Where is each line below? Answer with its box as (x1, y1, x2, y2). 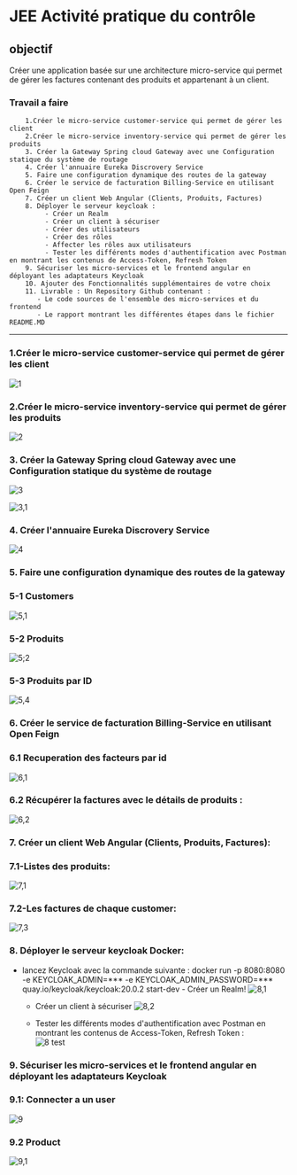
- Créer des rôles (44, 233, 113, 242)
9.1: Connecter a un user (9, 1093, 116, 1106)
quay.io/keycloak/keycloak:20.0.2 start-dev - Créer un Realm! (21, 984, 247, 994)
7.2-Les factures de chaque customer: (9, 902, 177, 914)
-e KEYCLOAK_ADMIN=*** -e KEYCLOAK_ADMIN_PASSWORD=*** (21, 974, 274, 984)
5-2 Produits (9, 632, 65, 644)
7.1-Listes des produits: (9, 860, 110, 872)
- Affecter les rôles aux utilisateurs (44, 241, 192, 250)
